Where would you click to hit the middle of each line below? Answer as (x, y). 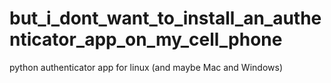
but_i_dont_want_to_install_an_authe (165, 18)
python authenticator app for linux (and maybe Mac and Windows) (146, 67)
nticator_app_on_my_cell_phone (146, 39)
